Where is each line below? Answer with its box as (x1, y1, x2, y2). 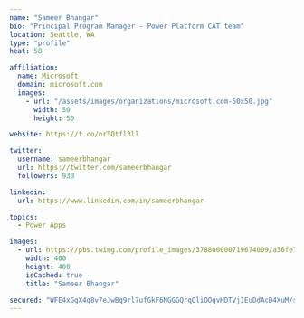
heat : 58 (9, 47, 43, 56)
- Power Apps (17, 220, 67, 230)
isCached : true (25, 270, 83, 280)
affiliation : (9, 63, 59, 72)
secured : (9, 295, 43, 304)
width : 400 (25, 254, 67, 263)
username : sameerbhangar (17, 154, 111, 164)
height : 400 (25, 262, 71, 271)
